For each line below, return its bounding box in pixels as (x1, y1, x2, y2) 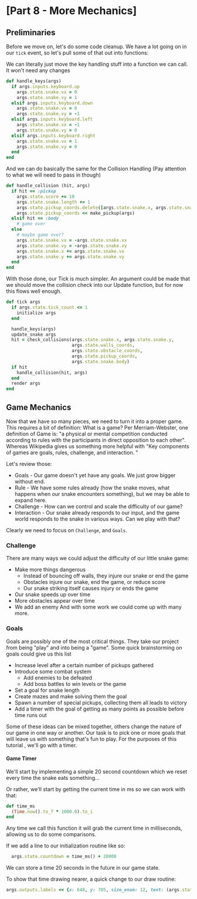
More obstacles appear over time (14, 597, 95, 604)
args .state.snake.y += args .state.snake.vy (16, 254, 125, 259)
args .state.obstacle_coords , (71, 348, 143, 354)
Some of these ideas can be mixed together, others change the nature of (6, 723, 182, 730)
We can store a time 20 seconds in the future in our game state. (6, 864, 160, 871)
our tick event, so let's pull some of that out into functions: (6, 49, 149, 56)
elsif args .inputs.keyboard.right (11, 133, 96, 138)
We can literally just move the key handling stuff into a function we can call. (6, 60, 188, 67)
